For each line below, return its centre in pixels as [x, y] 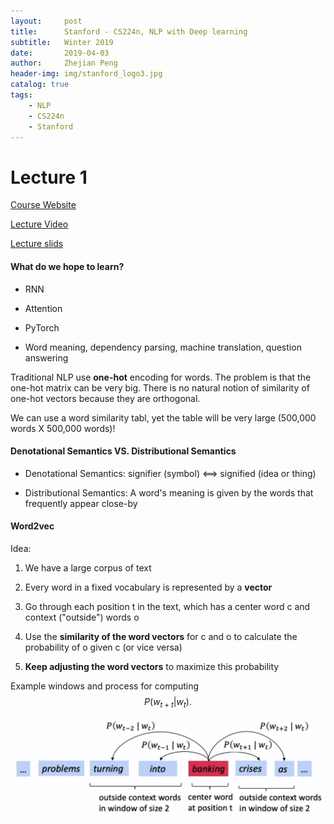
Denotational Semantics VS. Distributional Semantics [123, 451]
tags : [21, 95]
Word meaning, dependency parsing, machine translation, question [163, 347]
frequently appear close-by [81, 503]
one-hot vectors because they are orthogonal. [105, 398]
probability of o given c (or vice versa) [103, 647]
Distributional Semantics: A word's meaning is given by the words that [169, 492]
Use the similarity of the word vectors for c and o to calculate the [161, 636]
